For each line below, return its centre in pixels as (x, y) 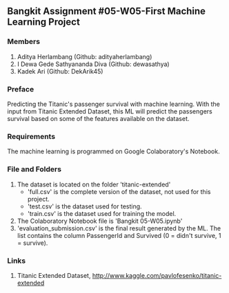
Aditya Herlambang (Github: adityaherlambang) (84, 56)
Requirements (31, 136)
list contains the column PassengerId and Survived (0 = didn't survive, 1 (119, 235)
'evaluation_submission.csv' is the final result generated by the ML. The (119, 228)
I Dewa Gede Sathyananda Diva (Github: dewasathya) (93, 64)
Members (23, 42)
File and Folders (34, 169)
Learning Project (44, 22)
